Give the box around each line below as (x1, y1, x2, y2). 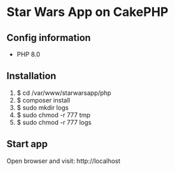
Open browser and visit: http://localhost (6, 157, 121, 165)
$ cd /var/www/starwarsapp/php (16, 88, 112, 97)
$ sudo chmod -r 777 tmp (16, 110, 91, 119)
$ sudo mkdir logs (16, 103, 69, 112)
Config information (6, 32, 91, 44)
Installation (6, 70, 56, 82)
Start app (6, 138, 48, 150)
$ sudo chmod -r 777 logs (16, 118, 92, 126)
